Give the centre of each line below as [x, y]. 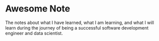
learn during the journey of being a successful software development [77, 27]
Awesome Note [38, 9]
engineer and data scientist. [34, 33]
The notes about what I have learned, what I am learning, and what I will [80, 22]
